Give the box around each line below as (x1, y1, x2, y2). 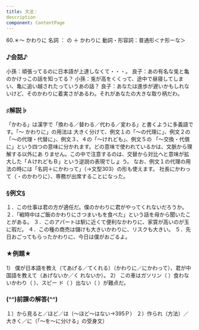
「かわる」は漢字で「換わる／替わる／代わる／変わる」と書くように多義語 (6, 120, 188, 128)
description (6, 14, 36, 20)
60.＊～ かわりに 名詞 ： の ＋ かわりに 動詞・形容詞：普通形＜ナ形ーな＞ (6, 37, 186, 44)
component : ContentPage (6, 20, 65, 26)
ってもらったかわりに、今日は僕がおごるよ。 (21, 233, 131, 240)
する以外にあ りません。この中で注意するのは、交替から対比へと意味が (11, 150, 184, 157)
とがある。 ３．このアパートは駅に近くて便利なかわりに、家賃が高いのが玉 (6, 218, 189, 226)
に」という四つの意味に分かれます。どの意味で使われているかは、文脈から (6, 143, 187, 150)
